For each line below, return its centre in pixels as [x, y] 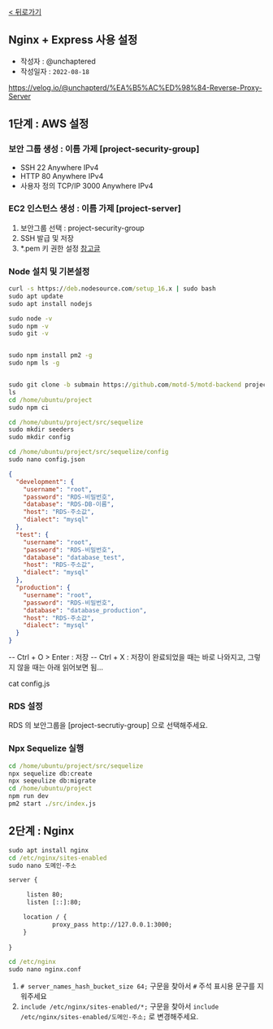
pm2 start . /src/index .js [52, 804]
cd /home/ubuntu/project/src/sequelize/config [89, 452]
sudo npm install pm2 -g [50, 355]
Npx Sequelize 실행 [46, 748]
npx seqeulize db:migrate [52, 781]
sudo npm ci [28, 408]
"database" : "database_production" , [85, 610]
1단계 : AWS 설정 [49, 124]
